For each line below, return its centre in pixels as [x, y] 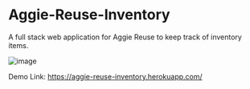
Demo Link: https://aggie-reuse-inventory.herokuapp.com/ [105, 76]
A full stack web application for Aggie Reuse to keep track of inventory [125, 37]
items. [18, 45]
